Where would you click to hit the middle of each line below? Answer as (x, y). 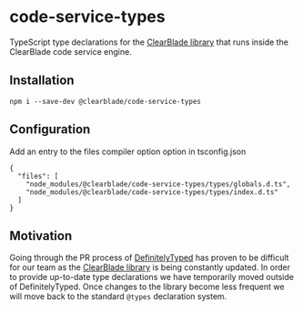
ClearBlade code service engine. (71, 51)
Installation (42, 81)
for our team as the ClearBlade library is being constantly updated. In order (150, 267)
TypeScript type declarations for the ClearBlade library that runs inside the (149, 42)
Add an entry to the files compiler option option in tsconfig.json (128, 151)
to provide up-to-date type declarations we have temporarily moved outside (151, 277)
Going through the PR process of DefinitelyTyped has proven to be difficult (149, 258)
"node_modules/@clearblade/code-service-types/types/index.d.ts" (152, 192)
